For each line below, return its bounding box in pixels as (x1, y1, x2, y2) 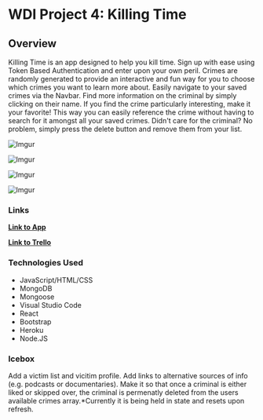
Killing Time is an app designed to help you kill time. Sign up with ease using (8, 57, 255, 67)
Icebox (8, 353, 35, 364)
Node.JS (19, 334, 49, 343)
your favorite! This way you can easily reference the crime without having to (8, 108, 254, 117)
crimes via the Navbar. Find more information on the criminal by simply (8, 91, 237, 100)
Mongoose (19, 292, 55, 301)
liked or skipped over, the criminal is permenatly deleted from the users (8, 387, 239, 397)
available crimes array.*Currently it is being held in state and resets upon (8, 396, 245, 405)
